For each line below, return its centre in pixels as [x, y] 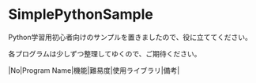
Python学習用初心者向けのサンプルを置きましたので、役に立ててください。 [130, 37]
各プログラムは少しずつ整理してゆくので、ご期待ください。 [105, 53]
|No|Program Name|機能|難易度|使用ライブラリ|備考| [94, 70]
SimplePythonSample [81, 14]
